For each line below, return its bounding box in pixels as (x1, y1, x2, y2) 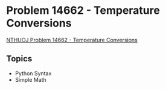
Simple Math (14, 76, 46, 83)
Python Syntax (14, 70, 52, 77)
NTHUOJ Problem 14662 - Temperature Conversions (6, 36, 138, 43)
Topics (6, 54, 33, 64)
